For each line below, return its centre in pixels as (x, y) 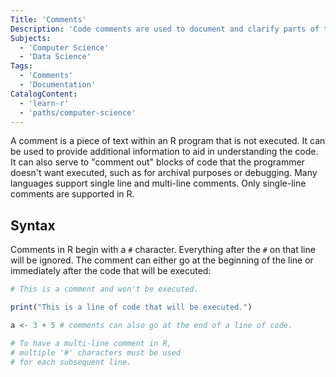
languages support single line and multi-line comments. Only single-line (158, 183)
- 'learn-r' (44, 103)
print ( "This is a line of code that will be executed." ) (131, 307)
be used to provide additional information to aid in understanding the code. (164, 152)
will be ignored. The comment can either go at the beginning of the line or (162, 260)
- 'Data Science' (55, 57)
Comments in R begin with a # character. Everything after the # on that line (163, 250)
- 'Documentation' (58, 85)
